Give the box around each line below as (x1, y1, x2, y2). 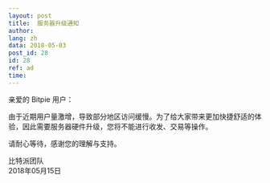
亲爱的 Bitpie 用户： (8, 94, 74, 104)
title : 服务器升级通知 (8, 19, 80, 27)
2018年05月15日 (8, 165, 62, 175)
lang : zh (8, 34, 38, 43)
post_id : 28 (8, 49, 48, 57)
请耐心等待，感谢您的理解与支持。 (8, 138, 121, 148)
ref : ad (8, 64, 35, 72)
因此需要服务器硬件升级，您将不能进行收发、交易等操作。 (22, 121, 213, 131)
